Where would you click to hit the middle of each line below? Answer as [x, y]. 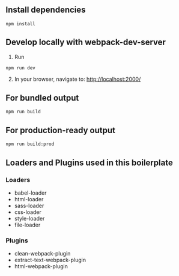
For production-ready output [60, 130]
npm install [20, 24]
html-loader [29, 199]
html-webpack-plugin [41, 266]
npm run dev [20, 68]
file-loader [27, 225]
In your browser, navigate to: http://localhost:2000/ [77, 79]
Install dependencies [46, 10]
